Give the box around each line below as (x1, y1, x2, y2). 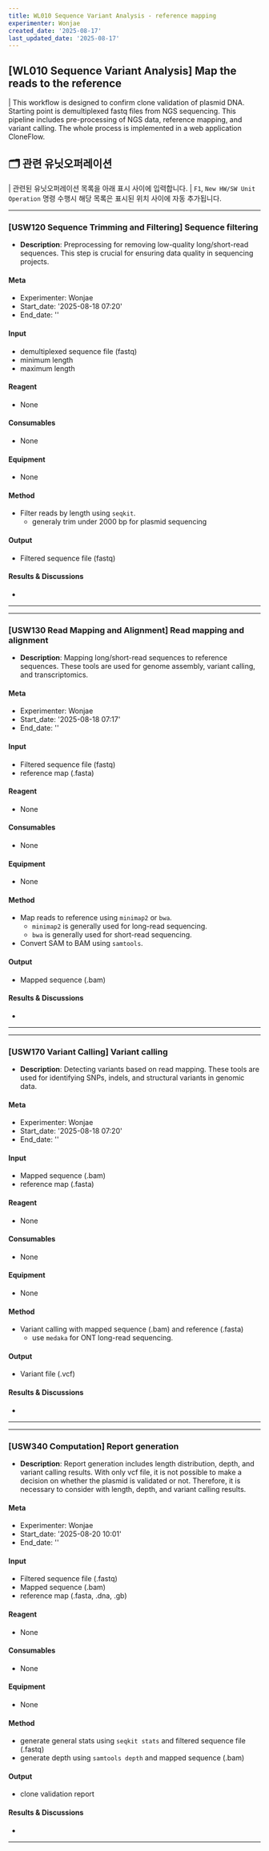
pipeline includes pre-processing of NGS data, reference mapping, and (8, 115, 243, 124)
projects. (19, 257, 50, 267)
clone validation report (19, 1789, 94, 1799)
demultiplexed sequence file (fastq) (19, 346, 138, 356)
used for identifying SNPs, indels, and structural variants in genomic (19, 1073, 245, 1082)
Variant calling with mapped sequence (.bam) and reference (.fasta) (19, 1324, 244, 1334)
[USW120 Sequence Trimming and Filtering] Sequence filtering (8, 222, 259, 233)
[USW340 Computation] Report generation (8, 1441, 179, 1452)
